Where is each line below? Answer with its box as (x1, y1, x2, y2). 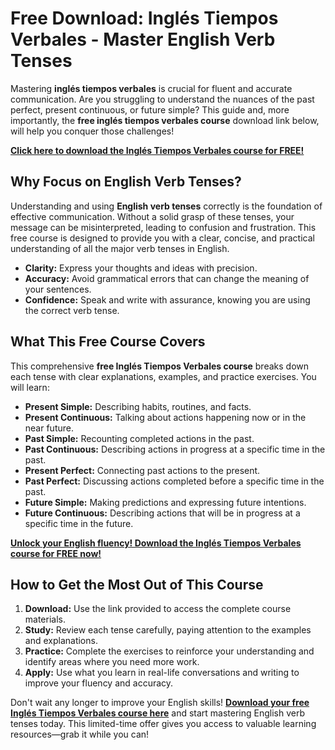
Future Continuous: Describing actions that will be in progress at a (24, 507, 301, 519)
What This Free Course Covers (10, 333, 206, 351)
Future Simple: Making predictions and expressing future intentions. (24, 496, 307, 508)
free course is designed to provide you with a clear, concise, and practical (10, 232, 315, 244)
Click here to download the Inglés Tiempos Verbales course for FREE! (10, 144, 305, 156)
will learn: (10, 381, 50, 393)
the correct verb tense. (24, 304, 120, 316)
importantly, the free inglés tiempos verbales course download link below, (10, 114, 320, 126)
